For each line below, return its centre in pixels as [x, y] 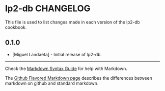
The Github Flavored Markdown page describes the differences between [79, 78]
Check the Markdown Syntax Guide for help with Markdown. [66, 68]
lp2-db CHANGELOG [48, 9]
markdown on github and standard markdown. [52, 83]
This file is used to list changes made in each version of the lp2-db [72, 22]
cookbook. [16, 27]
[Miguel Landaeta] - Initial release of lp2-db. [57, 54]
